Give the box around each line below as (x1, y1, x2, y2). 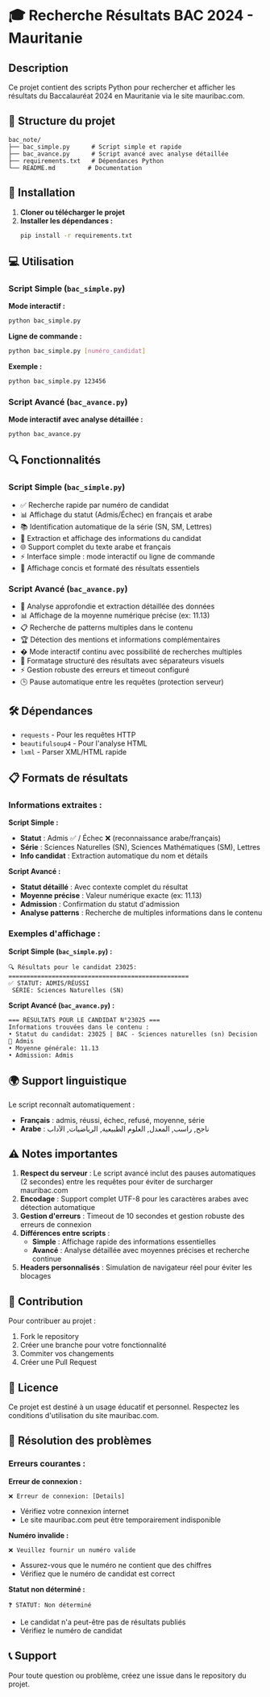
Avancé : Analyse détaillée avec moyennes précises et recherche (31, 1246, 250, 1255)
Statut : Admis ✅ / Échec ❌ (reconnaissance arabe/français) (19, 834, 222, 843)
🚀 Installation (8, 186, 76, 200)
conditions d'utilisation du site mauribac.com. (8, 1411, 160, 1420)
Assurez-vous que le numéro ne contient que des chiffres (19, 1560, 212, 1570)
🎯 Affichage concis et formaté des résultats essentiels (19, 563, 200, 572)
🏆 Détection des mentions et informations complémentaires (19, 634, 221, 644)
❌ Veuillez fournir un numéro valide (8, 1545, 136, 1554)
